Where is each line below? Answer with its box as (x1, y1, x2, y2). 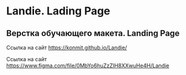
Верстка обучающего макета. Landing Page (6, 28, 180, 38)
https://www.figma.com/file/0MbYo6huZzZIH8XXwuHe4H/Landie (6, 62, 170, 69)
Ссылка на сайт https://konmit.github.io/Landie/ (6, 44, 127, 51)
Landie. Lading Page (6, 4, 111, 18)
